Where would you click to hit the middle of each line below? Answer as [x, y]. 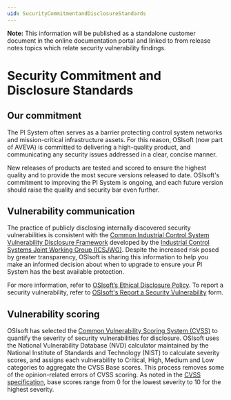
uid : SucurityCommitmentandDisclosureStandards [77, 13]
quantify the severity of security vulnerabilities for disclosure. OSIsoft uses [113, 338]
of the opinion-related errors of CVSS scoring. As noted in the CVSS [104, 375]
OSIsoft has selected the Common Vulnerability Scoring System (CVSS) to [113, 331]
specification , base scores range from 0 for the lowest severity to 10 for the [114, 382]
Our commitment [44, 116]
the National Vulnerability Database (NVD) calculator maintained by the [108, 346]
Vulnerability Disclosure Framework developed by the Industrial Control [109, 243]
